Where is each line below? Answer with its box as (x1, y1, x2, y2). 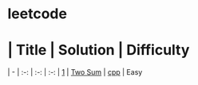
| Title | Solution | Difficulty (7, 41, 190, 60)
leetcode (7, 5, 67, 23)
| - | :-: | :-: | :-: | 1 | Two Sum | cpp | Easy (7, 68, 143, 77)
